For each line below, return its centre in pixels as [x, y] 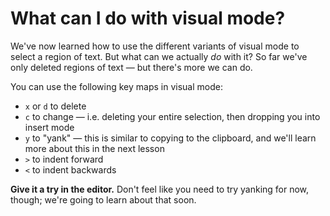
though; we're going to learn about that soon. [103, 199]
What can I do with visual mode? [148, 18]
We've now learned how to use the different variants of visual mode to [155, 46]
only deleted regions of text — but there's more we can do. [131, 67]
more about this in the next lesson [94, 148]
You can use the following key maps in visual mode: [116, 86]
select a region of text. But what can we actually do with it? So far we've [159, 56]
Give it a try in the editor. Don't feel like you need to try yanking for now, [160, 189]
